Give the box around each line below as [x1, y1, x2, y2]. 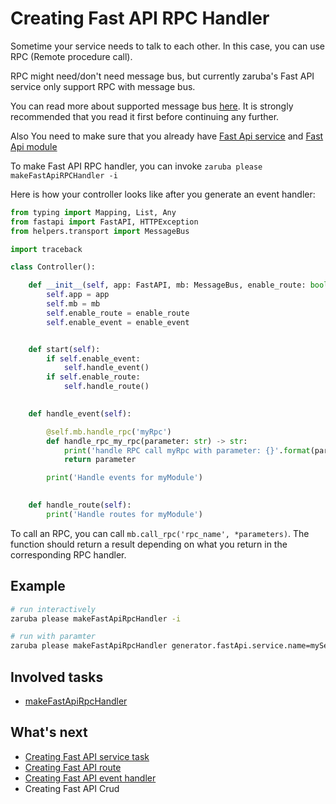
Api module [10, 140, 58, 152]
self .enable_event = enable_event [46, 317, 190, 327]
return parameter [63, 455, 137, 465]
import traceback [10, 244, 83, 254]
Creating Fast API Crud [24, 782, 120, 794]
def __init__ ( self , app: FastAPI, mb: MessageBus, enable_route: [28, 280, 307, 291]
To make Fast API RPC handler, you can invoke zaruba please [10, 160, 263, 172]
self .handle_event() [63, 363, 150, 373]
